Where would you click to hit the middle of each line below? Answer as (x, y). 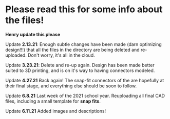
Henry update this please (33, 34)
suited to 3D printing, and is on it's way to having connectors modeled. (80, 70)
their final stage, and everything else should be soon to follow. (71, 86)
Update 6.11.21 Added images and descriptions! (56, 111)
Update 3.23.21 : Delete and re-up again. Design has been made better (80, 65)
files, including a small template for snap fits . (53, 101)
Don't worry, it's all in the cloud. (61, 55)
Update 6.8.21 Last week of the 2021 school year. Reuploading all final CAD (85, 96)
